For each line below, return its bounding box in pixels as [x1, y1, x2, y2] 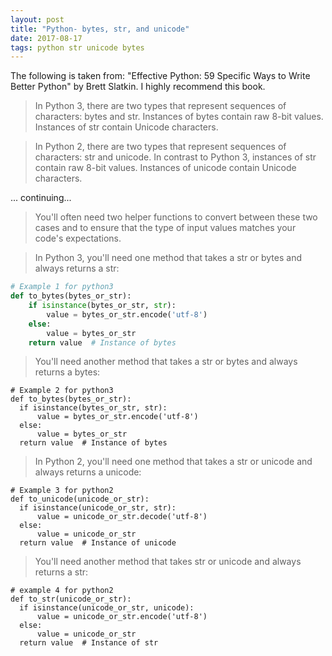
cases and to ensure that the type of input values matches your [34, 222, 297, 234]
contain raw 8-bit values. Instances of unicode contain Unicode [34, 162, 297, 174]
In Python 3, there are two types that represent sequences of [34, 100, 287, 112]
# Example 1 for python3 [10, 282, 114, 292]
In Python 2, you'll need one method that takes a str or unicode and [34, 456, 313, 468]
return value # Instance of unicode [19, 538, 177, 548]
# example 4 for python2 [10, 586, 114, 596]
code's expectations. [34, 232, 122, 245]
